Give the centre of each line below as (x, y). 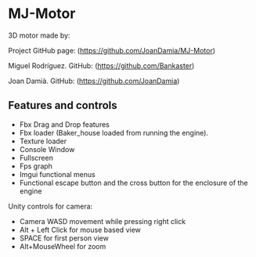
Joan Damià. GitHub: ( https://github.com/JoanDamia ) (94, 81)
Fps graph (36, 166)
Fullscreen (36, 157)
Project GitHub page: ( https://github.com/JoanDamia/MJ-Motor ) (112, 50)
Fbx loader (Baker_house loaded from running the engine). (114, 132)
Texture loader (43, 141)
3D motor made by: (39, 35)
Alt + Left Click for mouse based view (80, 230)
